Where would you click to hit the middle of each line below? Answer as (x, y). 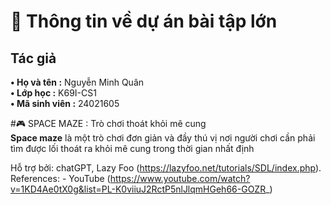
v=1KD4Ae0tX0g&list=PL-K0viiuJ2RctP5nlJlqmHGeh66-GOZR (138, 189)
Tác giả (33, 58)
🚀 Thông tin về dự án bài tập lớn (144, 21)
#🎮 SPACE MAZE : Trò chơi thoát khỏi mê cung (108, 123)
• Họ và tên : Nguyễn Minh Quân (77, 82)
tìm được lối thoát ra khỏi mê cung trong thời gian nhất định (132, 148)
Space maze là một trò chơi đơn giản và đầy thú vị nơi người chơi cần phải (163, 138)
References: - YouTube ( (60, 178)
